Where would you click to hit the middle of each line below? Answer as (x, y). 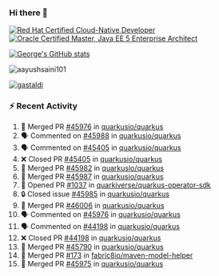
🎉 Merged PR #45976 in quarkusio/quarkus (92, 126)
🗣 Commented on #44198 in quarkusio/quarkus (100, 226)
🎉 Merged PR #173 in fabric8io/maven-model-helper (107, 255)
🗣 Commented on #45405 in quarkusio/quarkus (101, 148)
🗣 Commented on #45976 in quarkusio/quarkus (100, 214)
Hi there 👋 (29, 13)
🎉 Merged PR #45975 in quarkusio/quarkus (92, 263)
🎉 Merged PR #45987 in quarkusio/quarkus (92, 176)
